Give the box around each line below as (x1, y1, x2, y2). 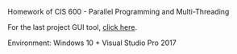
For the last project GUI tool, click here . (7, 23, 138, 31)
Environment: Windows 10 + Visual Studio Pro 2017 (7, 38, 177, 48)
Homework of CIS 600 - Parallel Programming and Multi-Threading (7, 7, 230, 16)
